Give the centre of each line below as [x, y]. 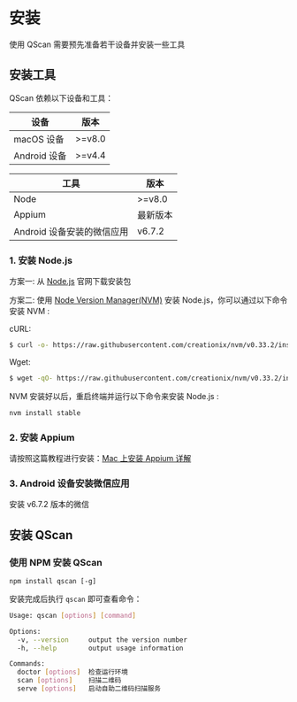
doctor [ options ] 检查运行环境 [72, 672]
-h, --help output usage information [100, 648]
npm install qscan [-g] [53, 581]
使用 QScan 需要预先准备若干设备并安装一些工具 [97, 44]
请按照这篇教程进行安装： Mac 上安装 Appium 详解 [100, 458]
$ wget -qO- [31, 378]
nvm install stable [45, 413]
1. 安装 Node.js [41, 260]
